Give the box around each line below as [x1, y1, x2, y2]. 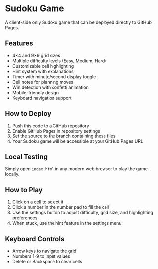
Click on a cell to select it [12, 199, 64, 205]
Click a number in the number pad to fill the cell [12, 204, 109, 210]
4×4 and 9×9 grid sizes [12, 52, 61, 58]
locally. [5, 171, 20, 177]
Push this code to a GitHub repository [12, 123, 89, 129]
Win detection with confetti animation [12, 84, 89, 90]
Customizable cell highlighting [12, 63, 74, 69]
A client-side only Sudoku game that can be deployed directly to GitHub [5, 19, 152, 25]
